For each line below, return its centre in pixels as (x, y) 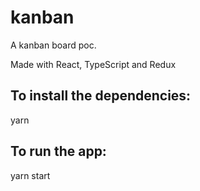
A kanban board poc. (53, 45)
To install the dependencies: (101, 96)
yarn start (30, 175)
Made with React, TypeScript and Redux (93, 64)
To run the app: (58, 151)
